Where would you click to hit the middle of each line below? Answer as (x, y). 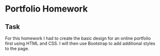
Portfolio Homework (46, 9)
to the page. (17, 49)
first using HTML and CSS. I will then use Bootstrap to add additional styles (80, 43)
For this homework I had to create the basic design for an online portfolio (78, 38)
